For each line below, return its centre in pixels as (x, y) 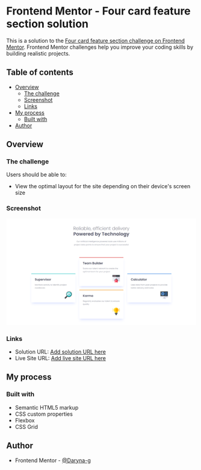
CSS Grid (26, 427)
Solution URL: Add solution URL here (60, 352)
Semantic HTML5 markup (47, 407)
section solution (48, 24)
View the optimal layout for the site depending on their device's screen (103, 186)
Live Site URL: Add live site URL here (60, 358)
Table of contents (40, 73)
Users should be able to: (37, 175)
